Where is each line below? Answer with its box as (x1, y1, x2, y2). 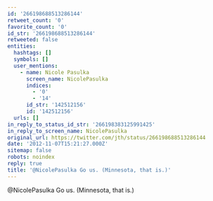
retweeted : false (7, 36, 58, 43)
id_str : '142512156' (25, 102, 86, 109)
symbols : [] (13, 56, 49, 63)
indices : (25, 82, 52, 89)
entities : (7, 43, 37, 50)
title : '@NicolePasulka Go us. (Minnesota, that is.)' (7, 166, 172, 174)
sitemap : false (7, 147, 52, 154)
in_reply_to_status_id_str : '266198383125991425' (7, 120, 156, 128)
